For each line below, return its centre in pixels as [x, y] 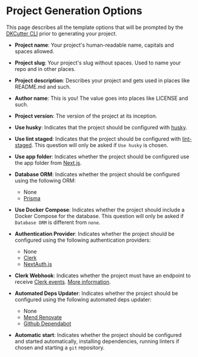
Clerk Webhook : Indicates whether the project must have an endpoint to [103, 275]
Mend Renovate [42, 317]
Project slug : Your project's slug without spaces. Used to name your [98, 63]
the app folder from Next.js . [48, 163]
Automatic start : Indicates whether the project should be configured [98, 335]
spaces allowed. [34, 51]
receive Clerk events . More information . [63, 281]
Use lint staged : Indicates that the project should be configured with [98, 139]
